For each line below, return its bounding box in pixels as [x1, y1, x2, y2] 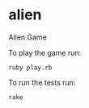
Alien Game [8, 32, 47, 42]
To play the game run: [8, 48, 82, 57]
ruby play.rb [8, 63, 53, 72]
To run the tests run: [8, 77, 76, 87]
